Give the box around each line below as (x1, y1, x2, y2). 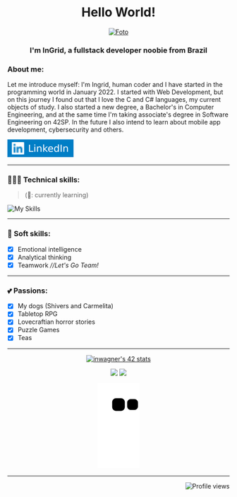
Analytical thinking (17, 252, 72, 262)
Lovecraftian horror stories (17, 317, 95, 326)
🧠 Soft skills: (7, 229, 51, 239)
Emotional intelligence (17, 245, 83, 253)
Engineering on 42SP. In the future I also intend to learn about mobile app (7, 118, 221, 127)
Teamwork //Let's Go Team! (17, 261, 99, 269)
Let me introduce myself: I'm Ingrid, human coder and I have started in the (7, 81, 224, 89)
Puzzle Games (17, 326, 60, 334)
